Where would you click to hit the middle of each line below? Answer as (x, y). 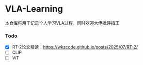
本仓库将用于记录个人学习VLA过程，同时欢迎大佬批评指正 (62, 23)
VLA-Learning (34, 9)
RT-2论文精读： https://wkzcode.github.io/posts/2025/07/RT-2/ (75, 47)
